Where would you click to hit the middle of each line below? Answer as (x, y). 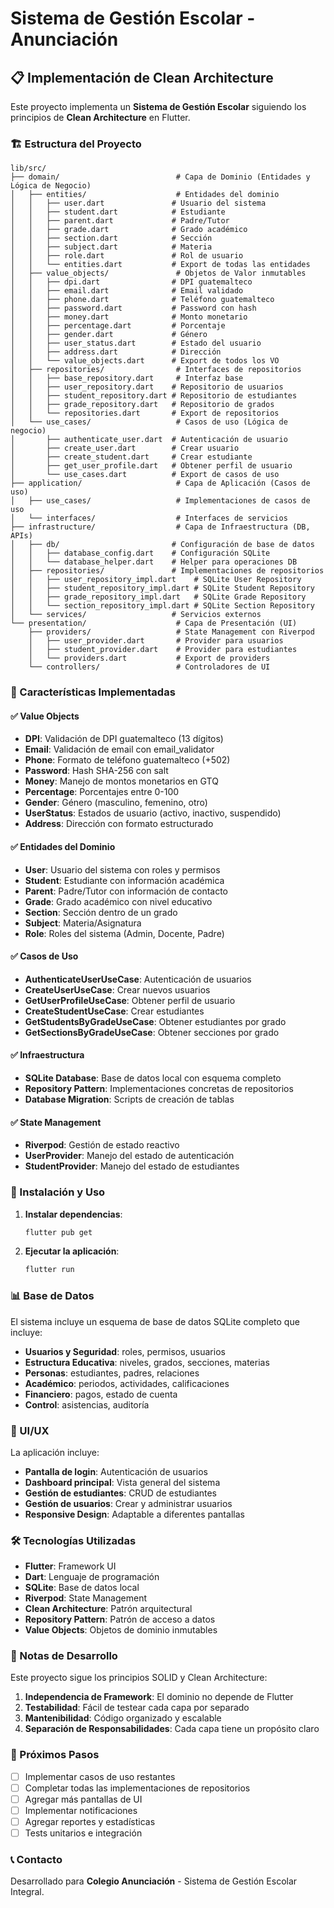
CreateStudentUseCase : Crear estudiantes (114, 1011)
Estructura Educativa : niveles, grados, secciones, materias (147, 1362)
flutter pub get (58, 1232)
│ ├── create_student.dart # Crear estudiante (131, 457)
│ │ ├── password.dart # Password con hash (133, 308)
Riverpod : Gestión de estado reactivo (102, 1145)
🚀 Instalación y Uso (58, 1192)
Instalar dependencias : (73, 1214)
